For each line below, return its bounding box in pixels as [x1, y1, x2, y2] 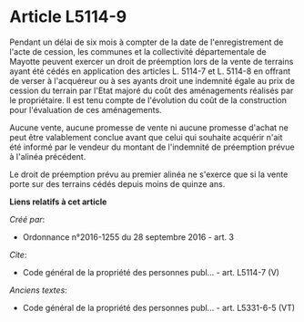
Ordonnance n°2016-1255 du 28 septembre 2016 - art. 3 [22, 231, 235, 243]
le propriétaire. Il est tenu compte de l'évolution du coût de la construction [9, 94, 287, 106]
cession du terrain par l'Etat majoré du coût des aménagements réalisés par [9, 85, 294, 96]
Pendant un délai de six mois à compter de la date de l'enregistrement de [9, 36, 284, 47]
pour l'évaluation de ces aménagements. [9, 104, 162, 115]
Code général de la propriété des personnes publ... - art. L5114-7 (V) [22, 266, 280, 277]
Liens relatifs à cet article [9, 196, 107, 207]
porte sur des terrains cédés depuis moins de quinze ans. [9, 178, 226, 189]
